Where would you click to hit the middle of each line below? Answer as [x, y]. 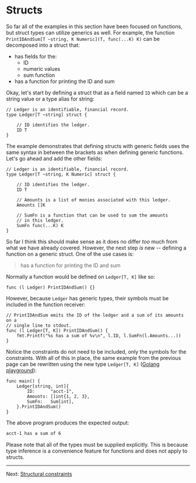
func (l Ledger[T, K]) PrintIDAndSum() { [57, 330]
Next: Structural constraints [39, 474]
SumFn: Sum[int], [51, 402]
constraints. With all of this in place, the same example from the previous [94, 358]
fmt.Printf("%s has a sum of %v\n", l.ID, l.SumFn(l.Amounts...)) [99, 335]
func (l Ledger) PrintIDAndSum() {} [50, 287]
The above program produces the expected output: [68, 423]
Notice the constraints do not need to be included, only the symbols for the [96, 351]
